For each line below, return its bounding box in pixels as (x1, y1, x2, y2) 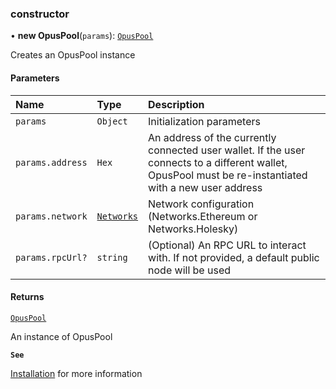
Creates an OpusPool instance (10, 49, 136, 61)
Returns (10, 291, 45, 303)
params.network (15, 210, 88, 222)
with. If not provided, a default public (148, 250, 320, 264)
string (96, 252, 128, 263)
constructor (10, 7, 70, 21)
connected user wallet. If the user (148, 143, 306, 157)
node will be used (148, 263, 231, 277)
